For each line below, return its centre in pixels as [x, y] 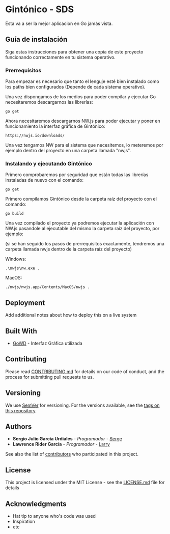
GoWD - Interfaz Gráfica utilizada [47, 343]
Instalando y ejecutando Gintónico [49, 163]
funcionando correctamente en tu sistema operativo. [60, 57]
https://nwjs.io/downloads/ [35, 136]
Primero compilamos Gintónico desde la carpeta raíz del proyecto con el [81, 199]
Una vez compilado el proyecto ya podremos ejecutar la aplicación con [80, 223]
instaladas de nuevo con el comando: [45, 180]
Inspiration [24, 522]
